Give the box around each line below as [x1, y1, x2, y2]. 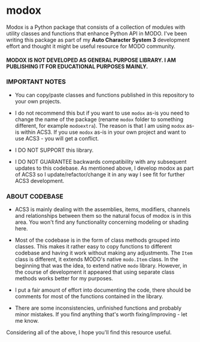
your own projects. [14, 97, 62, 105]
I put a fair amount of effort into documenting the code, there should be [14, 286, 192, 294]
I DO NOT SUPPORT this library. [14, 146, 94, 154]
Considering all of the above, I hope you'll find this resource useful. [6, 329, 172, 336]
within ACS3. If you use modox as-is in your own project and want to [20, 128, 187, 136]
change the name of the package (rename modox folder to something [14, 115, 184, 123]
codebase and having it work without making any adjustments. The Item [14, 250, 193, 257]
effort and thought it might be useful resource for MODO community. [6, 43, 175, 50]
